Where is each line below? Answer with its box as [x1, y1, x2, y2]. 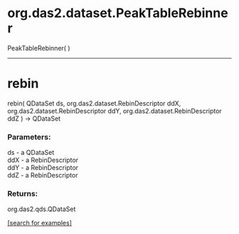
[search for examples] [7, 219, 73, 228]
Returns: [7, 189, 38, 199]
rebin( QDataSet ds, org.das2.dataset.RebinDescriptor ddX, [7, 98, 181, 108]
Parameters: [7, 132, 51, 142]
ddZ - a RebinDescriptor [7, 171, 78, 180]
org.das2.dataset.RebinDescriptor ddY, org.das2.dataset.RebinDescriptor [7, 106, 222, 115]
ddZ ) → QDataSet [7, 114, 61, 123]
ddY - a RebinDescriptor [7, 163, 79, 172]
